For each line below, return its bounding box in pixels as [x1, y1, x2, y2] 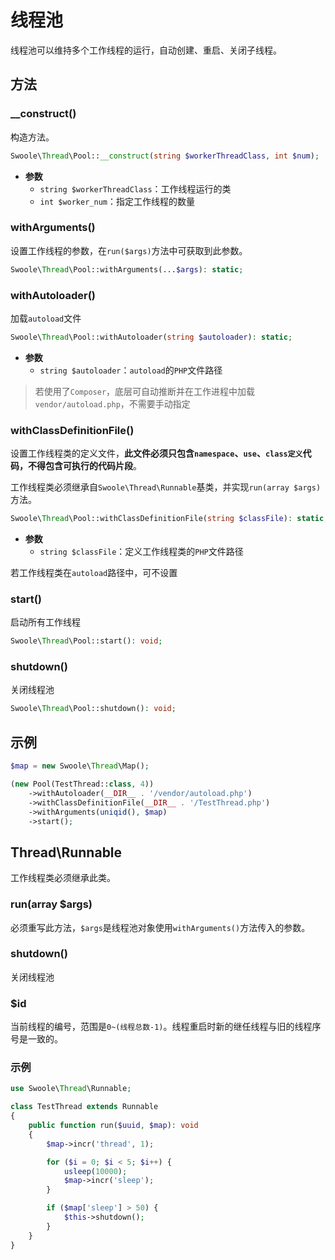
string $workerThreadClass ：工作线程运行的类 [39, 182, 232, 195]
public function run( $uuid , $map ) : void [28, 1121, 199, 1131]
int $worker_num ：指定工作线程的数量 [39, 195, 195, 207]
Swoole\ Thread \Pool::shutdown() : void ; [10, 704, 177, 714]
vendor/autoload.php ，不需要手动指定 [34, 397, 191, 410]
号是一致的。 [10, 1033, 63, 1045]
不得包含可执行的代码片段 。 [27, 460, 142, 472]
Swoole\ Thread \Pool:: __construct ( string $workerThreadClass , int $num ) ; [10, 151, 320, 161]
